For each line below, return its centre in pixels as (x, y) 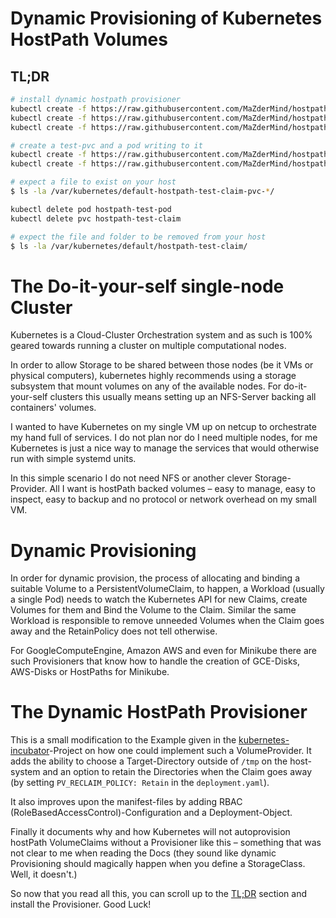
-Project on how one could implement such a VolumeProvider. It (180, 751)
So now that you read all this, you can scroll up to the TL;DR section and (159, 894)
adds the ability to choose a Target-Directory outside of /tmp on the (149, 761)
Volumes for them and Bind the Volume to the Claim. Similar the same (153, 610)
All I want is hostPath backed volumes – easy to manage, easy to (182, 489)
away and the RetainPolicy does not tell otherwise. (114, 631)
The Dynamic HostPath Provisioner (159, 712)
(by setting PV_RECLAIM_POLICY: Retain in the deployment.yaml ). (140, 783)
